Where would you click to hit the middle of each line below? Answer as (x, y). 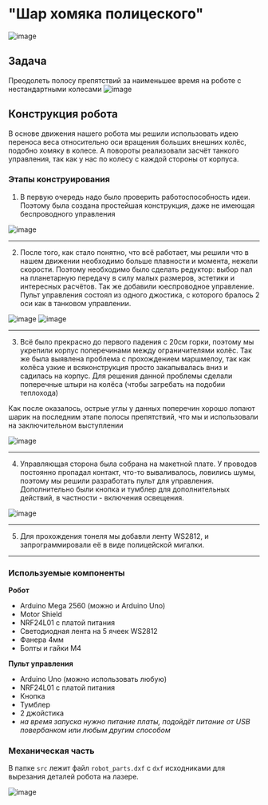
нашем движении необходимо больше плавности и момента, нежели (139, 261)
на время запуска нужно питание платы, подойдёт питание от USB (135, 722)
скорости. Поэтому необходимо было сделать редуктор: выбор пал (136, 269)
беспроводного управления (67, 213)
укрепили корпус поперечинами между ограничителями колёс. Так (136, 350)
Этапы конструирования (59, 179)
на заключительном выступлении (66, 425)
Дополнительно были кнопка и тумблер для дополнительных (124, 489)
